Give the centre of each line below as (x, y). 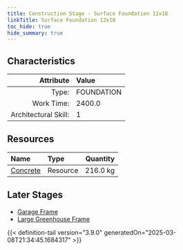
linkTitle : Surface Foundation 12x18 (61, 20)
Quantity (100, 159)
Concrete (26, 170)
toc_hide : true (29, 26)
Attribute (54, 80)
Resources (31, 139)
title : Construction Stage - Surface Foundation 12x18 (88, 14)
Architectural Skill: (40, 115)
